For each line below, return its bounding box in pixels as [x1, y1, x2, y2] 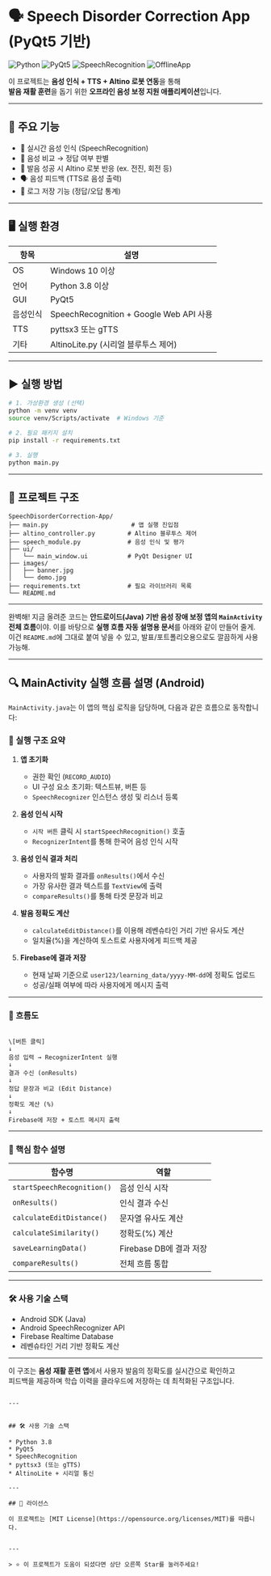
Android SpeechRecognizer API [19, 1323, 125, 1332]
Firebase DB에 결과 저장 [119, 1243, 208, 1255]
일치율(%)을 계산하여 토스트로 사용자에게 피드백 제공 [31, 936, 198, 946]
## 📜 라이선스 [8, 1499, 49, 1508]
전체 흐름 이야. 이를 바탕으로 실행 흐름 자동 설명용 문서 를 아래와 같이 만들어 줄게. [8, 622, 256, 632]
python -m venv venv [8, 407, 78, 415]
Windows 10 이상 [49, 265, 115, 276]
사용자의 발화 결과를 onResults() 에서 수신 [31, 871, 165, 881]
